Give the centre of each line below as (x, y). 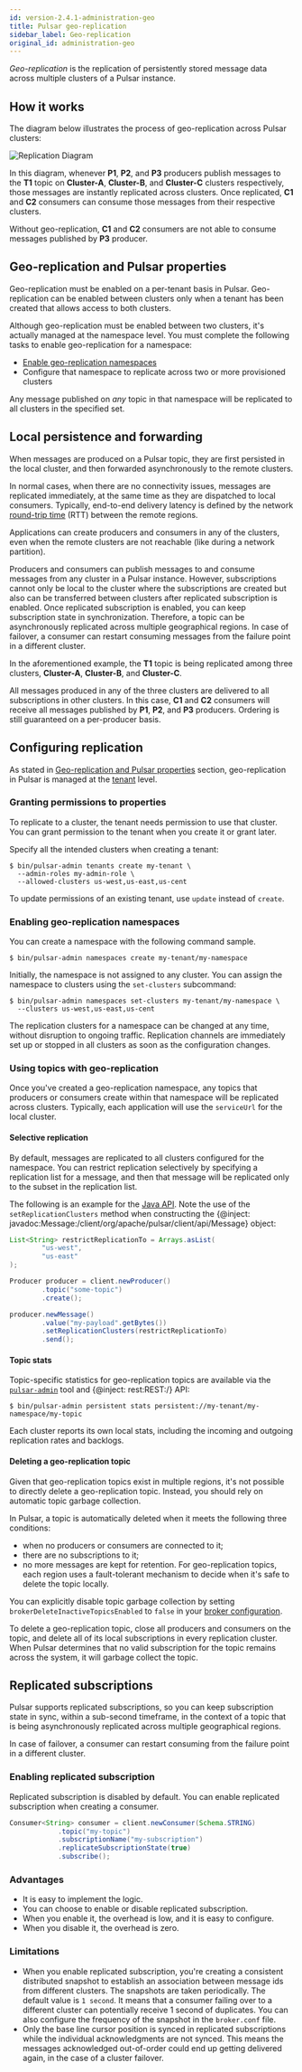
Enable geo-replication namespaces (90, 362)
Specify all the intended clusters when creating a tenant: (114, 849)
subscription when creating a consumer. (84, 1806)
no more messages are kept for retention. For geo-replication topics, (150, 1564)
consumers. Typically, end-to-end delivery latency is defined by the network (151, 505)
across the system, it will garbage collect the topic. (104, 1657)
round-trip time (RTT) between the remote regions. (104, 514)
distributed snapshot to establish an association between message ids (153, 1981)
